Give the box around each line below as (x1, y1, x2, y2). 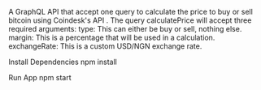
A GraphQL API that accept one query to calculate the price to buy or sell (8, 7, 254, 16)
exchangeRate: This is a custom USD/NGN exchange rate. (8, 41, 202, 51)
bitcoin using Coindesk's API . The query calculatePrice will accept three (8, 15, 252, 25)
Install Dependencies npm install (8, 57, 118, 66)
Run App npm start (8, 73, 72, 82)
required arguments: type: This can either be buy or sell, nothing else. (8, 24, 242, 33)
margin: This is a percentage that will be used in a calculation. (8, 32, 215, 42)
